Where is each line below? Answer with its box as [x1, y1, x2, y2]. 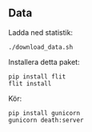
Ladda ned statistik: [8, 27, 74, 37]
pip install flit [8, 72, 66, 81]
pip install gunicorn [8, 109, 81, 117]
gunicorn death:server [8, 116, 84, 124]
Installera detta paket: [8, 57, 80, 66]
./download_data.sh [8, 43, 74, 51]
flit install [8, 79, 52, 87]
